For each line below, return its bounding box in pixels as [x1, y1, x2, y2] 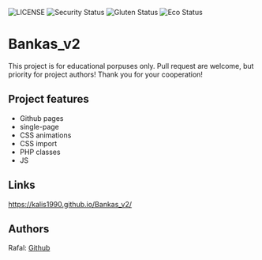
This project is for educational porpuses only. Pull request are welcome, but [8, 61, 254, 70]
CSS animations [19, 130, 72, 140]
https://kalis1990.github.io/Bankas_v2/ [8, 199, 133, 209]
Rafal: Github [8, 243, 51, 253]
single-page [19, 122, 59, 131]
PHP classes [19, 147, 61, 156]
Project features [8, 92, 89, 106]
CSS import [19, 138, 58, 148]
